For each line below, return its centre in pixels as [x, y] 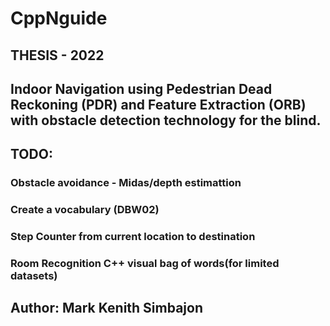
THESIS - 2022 [57, 55]
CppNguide [59, 18]
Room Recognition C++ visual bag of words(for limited [145, 264]
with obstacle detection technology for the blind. [166, 120]
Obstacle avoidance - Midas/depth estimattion [126, 183]
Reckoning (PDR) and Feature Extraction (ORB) [158, 104]
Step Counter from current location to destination [133, 237]
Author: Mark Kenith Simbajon [106, 308]
